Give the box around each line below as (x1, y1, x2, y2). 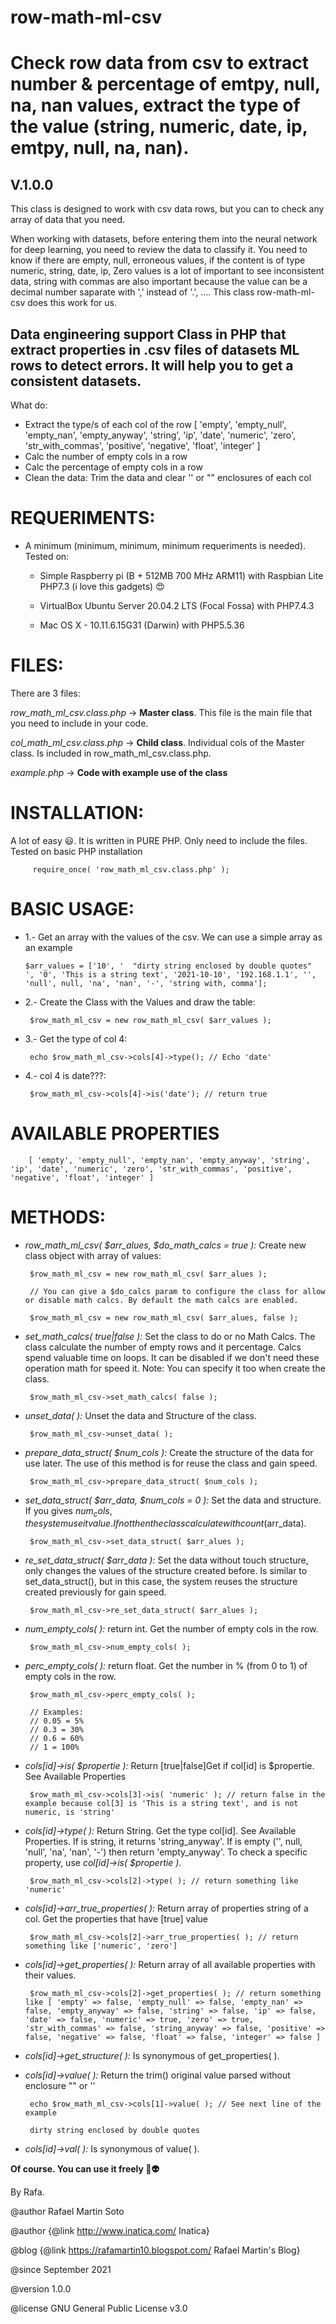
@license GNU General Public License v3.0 (10, 2302, 188, 2315)
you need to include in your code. (10, 717, 149, 729)
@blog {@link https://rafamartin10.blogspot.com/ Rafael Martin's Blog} (10, 2244, 301, 2256)
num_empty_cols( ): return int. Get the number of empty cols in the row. (24, 1623, 319, 1635)
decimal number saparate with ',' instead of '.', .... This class (10, 286, 255, 298)
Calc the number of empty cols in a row (24, 451, 188, 462)
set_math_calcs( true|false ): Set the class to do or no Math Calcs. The (24, 1330, 316, 1342)
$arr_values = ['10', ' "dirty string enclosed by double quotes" (24, 961, 312, 971)
